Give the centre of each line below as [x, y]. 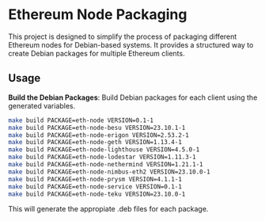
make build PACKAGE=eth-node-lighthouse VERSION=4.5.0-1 [104, 150]
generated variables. [42, 105]
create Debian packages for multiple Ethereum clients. [97, 53]
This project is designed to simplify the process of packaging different [123, 36]
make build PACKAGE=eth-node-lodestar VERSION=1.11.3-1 [102, 157]
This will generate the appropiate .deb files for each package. [108, 209]
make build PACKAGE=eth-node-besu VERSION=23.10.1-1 [97, 128]
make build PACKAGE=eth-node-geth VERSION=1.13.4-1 [95, 143]
